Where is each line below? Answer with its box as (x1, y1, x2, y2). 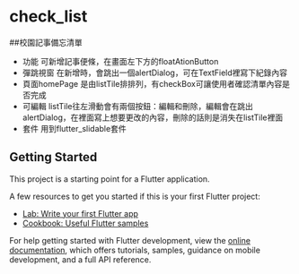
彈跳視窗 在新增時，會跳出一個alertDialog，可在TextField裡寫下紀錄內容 (22, 67, 288, 78)
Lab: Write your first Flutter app (22, 208, 139, 218)
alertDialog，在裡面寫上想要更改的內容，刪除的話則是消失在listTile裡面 (22, 112, 284, 123)
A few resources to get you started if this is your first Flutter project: (9, 191, 260, 201)
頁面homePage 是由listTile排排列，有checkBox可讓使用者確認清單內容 (22, 78, 283, 89)
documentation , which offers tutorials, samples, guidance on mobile (9, 244, 260, 255)
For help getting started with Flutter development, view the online (9, 235, 251, 245)
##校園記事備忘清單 (9, 37, 83, 47)
